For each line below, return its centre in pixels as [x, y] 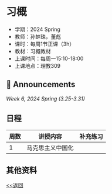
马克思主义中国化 [50, 148]
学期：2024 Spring [37, 29]
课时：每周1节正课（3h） [45, 44]
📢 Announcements [41, 84]
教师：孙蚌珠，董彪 [38, 36]
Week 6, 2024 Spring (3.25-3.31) [45, 98]
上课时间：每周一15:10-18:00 [49, 58]
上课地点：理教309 [37, 65]
